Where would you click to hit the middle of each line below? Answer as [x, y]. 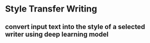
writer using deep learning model [57, 34]
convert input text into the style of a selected [75, 27]
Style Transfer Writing [51, 9]
